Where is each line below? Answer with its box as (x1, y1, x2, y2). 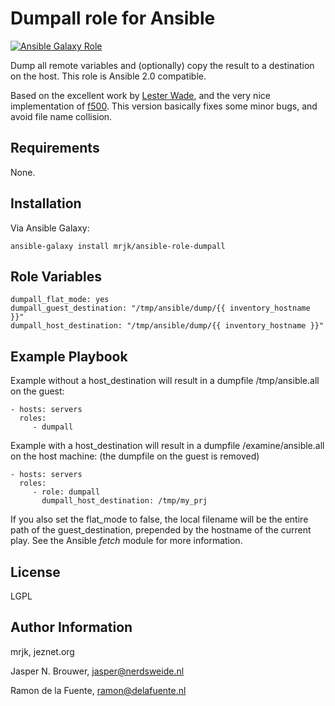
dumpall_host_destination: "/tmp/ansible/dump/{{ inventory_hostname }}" (10, 321, 325, 331)
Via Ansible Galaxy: (10, 222, 90, 234)
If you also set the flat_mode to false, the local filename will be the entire (10, 513, 309, 526)
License (10, 563, 61, 581)
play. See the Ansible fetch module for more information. (10, 535, 243, 547)
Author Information (10, 619, 133, 636)
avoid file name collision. (10, 110, 113, 122)
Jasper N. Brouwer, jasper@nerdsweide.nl (10, 665, 185, 677)
